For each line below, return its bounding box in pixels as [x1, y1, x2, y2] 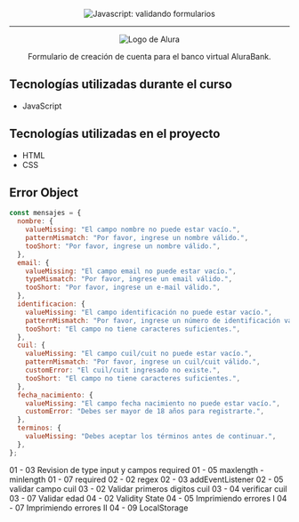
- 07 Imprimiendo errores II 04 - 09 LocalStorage [9, 502, 189, 513]
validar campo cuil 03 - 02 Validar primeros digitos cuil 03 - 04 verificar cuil [9, 483, 287, 494]
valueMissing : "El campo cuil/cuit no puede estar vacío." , [25, 349, 253, 358]
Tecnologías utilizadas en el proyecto [9, 126, 221, 141]
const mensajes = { [9, 209, 82, 218]
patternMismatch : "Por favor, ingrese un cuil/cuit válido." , [25, 357, 261, 366]
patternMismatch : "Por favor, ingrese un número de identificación [25, 316, 280, 325]
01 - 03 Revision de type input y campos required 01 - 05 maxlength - [9, 464, 264, 475]
